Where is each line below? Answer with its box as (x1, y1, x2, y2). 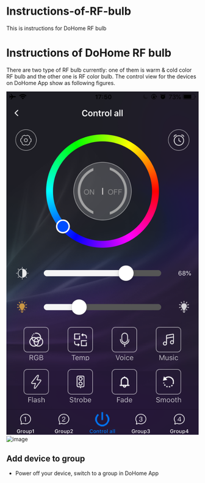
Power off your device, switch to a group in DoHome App (15, 470, 159, 477)
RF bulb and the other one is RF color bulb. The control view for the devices (6, 72, 196, 80)
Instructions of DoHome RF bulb (6, 46, 172, 60)
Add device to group (6, 453, 85, 463)
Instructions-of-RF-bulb (6, 4, 131, 18)
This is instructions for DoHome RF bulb (6, 24, 107, 32)
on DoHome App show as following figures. (6, 79, 116, 86)
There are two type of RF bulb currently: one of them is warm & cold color (6, 66, 192, 73)
